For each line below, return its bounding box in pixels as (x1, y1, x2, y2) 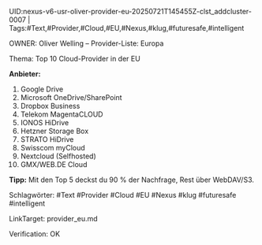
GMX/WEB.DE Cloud (20, 160, 88, 169)
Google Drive (20, 84, 64, 94)
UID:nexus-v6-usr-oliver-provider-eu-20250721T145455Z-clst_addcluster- (9, 7, 252, 16)
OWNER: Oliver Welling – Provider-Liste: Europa (9, 39, 164, 48)
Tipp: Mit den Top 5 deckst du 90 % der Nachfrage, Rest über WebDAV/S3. (9, 175, 255, 184)
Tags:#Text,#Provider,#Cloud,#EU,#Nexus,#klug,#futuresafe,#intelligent (9, 24, 245, 32)
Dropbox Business (20, 102, 80, 110)
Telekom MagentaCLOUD (20, 110, 103, 119)
